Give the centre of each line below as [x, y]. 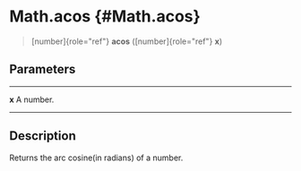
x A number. [32, 99]
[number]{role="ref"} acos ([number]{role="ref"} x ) [127, 41]
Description [43, 136]
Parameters [43, 69]
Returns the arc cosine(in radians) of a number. [96, 158]
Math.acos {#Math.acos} [105, 17]
